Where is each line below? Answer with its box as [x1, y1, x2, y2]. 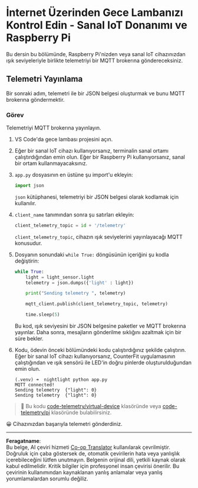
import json [14, 183, 44, 189]
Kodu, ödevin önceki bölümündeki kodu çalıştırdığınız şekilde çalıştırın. [14, 347, 187, 354]
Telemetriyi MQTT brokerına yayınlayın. [6, 124, 101, 131]
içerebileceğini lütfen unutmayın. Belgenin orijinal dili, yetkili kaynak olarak [6, 456, 186, 464]
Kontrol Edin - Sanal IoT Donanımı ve [6, 18, 187, 32]
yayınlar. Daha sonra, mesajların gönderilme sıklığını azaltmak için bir [14, 329, 181, 336]
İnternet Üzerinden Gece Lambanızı [6, 6, 184, 20]
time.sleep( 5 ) [25, 312, 60, 318]
